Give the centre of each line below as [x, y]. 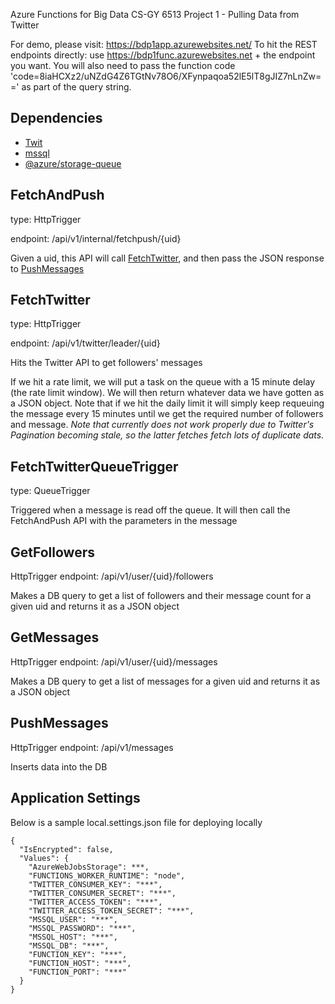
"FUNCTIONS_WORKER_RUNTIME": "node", [107, 875]
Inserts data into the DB [59, 766]
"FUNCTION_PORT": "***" [78, 972]
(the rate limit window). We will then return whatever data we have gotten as [167, 393]
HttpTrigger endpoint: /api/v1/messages [92, 747]
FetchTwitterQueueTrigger [94, 466]
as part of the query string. [76, 87]
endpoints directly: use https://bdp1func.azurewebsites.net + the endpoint [163, 55]
